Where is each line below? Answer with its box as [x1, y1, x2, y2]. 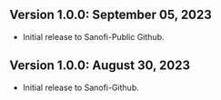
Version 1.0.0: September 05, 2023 [9, 7, 212, 23]
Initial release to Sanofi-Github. [22, 82, 139, 93]
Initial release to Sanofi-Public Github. [22, 31, 166, 42]
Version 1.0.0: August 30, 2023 [9, 58, 191, 74]
